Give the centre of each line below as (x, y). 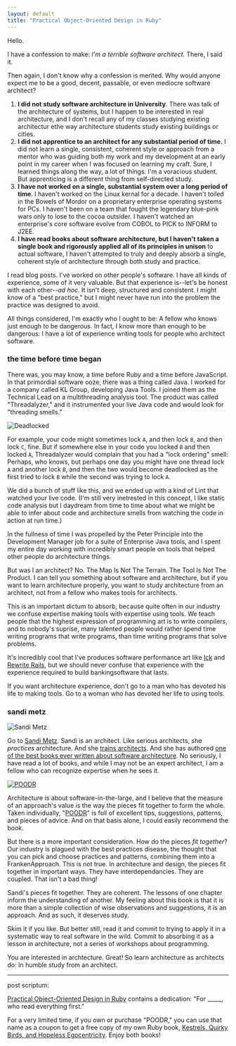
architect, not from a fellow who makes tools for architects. (92, 592)
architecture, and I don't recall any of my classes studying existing (113, 119)
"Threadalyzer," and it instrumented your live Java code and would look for (116, 404)
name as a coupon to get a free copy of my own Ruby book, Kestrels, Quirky (118, 1028)
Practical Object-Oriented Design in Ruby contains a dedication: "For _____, (115, 999)
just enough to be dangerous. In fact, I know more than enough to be (107, 326)
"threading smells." (35, 412)
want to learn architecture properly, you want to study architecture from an (116, 585)
